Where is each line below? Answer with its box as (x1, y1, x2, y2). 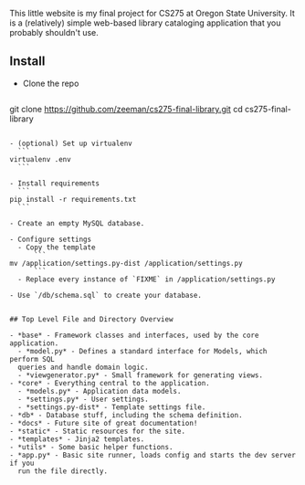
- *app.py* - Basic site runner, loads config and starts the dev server (9, 450, 297, 459)
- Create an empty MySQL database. (9, 218, 145, 227)
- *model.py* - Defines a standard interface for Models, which (17, 346, 268, 355)
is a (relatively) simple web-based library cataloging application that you (9, 17, 281, 28)
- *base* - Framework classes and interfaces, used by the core (9, 331, 259, 340)
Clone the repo (22, 78, 79, 89)
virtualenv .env (9, 154, 71, 163)
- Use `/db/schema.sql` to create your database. (9, 290, 203, 300)
